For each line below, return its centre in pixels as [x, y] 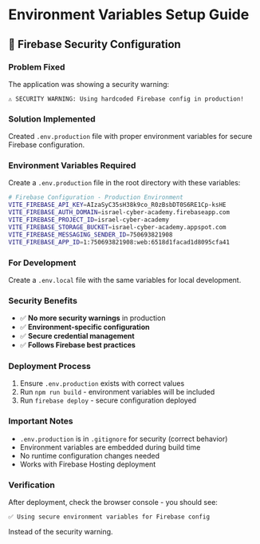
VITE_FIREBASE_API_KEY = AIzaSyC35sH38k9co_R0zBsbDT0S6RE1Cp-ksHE [117, 205]
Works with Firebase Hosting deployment [88, 464]
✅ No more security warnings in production [93, 318]
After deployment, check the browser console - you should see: [113, 502]
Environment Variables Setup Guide [129, 15]
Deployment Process [50, 367]
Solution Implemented [52, 119]
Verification [32, 485]
